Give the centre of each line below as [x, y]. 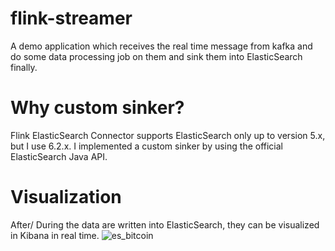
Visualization [66, 197]
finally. [24, 67]
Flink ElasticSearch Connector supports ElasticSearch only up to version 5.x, [168, 135]
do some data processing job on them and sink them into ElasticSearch [156, 56]
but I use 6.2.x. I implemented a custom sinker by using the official [147, 146]
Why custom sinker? [97, 108]
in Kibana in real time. [55, 235]
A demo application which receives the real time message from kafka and [161, 46]
